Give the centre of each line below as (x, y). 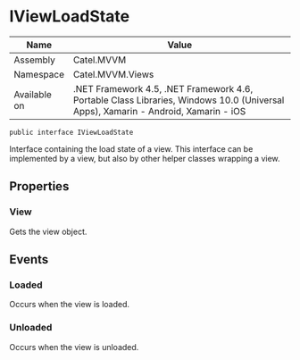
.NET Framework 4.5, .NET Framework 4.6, (163, 88)
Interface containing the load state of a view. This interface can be (131, 148)
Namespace (39, 74)
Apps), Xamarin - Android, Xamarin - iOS (159, 111)
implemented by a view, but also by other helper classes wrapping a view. (145, 158)
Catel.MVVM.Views (113, 74)
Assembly (35, 60)
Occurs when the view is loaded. (70, 305)
